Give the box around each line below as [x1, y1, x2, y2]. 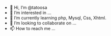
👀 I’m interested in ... [9, 10, 52, 16]
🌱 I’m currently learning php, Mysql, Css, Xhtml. [9, 15, 107, 20]
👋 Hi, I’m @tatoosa [9, 5, 48, 10]
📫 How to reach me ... [9, 26, 55, 31]
